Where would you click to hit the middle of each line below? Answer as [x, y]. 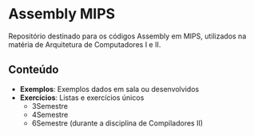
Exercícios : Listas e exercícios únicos [82, 98]
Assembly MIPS [62, 14]
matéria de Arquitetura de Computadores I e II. [85, 44]
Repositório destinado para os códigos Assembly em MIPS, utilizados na [127, 36]
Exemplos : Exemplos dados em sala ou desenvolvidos [109, 89]
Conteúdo [34, 70]
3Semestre [50, 106]
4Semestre [50, 114]
